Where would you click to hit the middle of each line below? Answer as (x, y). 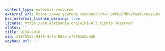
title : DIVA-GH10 (23, 32)
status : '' (16, 28)
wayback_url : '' (22, 41)
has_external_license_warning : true (42, 18)
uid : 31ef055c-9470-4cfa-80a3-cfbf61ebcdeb (50, 37)
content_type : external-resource (39, 9)
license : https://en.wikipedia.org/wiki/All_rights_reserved (69, 23)
